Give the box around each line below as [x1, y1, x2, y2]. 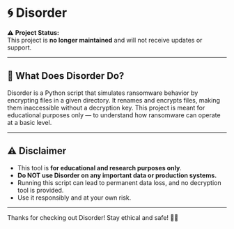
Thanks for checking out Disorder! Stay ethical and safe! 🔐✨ [7, 213, 179, 221]
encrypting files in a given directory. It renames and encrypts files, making [7, 96, 221, 104]
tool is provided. [17, 186, 64, 194]
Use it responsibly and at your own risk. [17, 193, 132, 202]
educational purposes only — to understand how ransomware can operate [7, 110, 221, 119]
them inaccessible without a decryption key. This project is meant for [7, 103, 205, 112]
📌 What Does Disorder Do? [7, 70, 125, 82]
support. [7, 43, 32, 52]
